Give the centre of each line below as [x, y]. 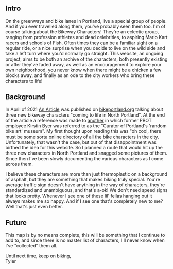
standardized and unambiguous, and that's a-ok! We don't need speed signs [86, 190]
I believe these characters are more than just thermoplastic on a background [86, 174]
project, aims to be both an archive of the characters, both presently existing [86, 59]
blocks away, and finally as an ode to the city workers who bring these [80, 75]
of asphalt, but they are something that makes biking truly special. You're [83, 179]
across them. [19, 164]
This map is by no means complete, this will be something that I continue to [85, 235]
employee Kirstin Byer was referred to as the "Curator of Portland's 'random [86, 126]
